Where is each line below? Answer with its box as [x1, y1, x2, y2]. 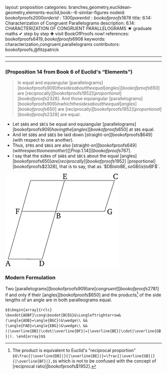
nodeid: [109, 9, 126, 15]
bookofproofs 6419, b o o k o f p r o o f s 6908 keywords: [5, 36, 106, 42]
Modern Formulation [5, 274, 56, 281]
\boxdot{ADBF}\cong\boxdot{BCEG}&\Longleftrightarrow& [5, 313, 121, 318]
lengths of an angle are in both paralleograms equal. [5, 297, 112, 303]
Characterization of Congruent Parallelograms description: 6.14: [5, 20, 136, 26]
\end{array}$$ [16, 334, 46, 339]
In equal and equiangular [17, 80, 69, 86]
